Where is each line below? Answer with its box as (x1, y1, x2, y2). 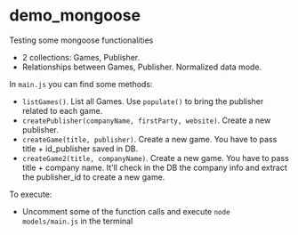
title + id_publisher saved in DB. (21, 143, 139, 154)
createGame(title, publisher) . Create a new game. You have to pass (21, 134, 278, 144)
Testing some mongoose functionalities (9, 35, 154, 45)
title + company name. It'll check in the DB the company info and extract (21, 162, 287, 173)
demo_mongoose (9, 5, 141, 26)
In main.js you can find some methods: (9, 78, 153, 89)
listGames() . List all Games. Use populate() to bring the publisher (21, 95, 264, 107)
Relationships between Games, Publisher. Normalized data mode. (21, 61, 262, 72)
